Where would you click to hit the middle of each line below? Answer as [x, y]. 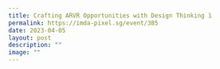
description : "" [35, 45]
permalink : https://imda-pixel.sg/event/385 [83, 23]
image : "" [25, 52]
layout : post [30, 38]
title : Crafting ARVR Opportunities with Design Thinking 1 [110, 15]
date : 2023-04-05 [37, 30]
